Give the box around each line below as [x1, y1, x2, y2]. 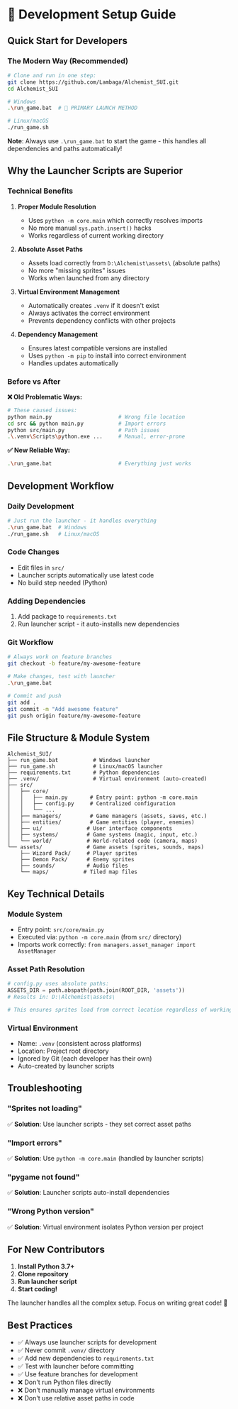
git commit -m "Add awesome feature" [7, 705, 119, 712]
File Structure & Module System [7, 731, 150, 744]
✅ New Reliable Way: [7, 446, 71, 455]
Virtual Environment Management [17, 287, 120, 296]
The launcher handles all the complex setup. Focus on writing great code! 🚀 [7, 1298, 228, 1308]
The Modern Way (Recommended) [7, 56, 129, 66]
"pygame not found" [7, 1172, 80, 1182]
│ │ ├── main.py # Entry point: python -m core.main [7, 794, 198, 801]
